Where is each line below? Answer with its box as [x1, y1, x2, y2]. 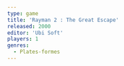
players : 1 [7, 36, 39, 43]
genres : [7, 42, 30, 49]
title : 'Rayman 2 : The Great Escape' [7, 16, 119, 23]
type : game [7, 10, 39, 17]
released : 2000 [7, 23, 51, 30]
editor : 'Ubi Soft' [7, 29, 64, 36]
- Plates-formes [13, 49, 60, 56]
